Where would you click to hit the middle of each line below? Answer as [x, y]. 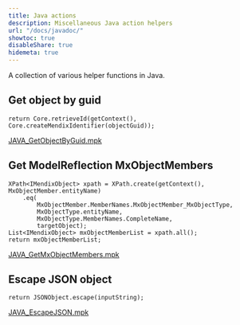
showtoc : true [32, 38]
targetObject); [62, 225]
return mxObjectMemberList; [55, 240]
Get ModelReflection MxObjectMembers [111, 165]
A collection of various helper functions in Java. [87, 75]
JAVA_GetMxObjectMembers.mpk [64, 254]
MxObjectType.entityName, [80, 212]
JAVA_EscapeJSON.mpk [49, 312]
